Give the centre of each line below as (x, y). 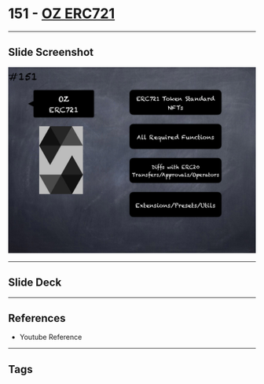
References (37, 318)
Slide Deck (35, 283)
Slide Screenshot (51, 52)
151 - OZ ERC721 (62, 14)
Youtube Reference (51, 337)
